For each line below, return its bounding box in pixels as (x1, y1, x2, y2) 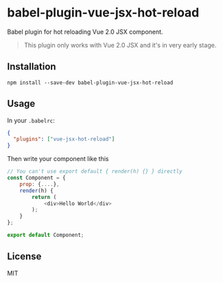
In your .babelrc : (7, 116, 55, 125)
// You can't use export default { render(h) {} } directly (7, 168, 183, 175)
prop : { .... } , (19, 180, 60, 187)
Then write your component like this (7, 155, 109, 163)
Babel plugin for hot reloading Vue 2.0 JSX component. (7, 28, 163, 36)
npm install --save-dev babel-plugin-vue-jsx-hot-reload (7, 79, 174, 86)
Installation (7, 61, 56, 73)
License (7, 251, 42, 262)
